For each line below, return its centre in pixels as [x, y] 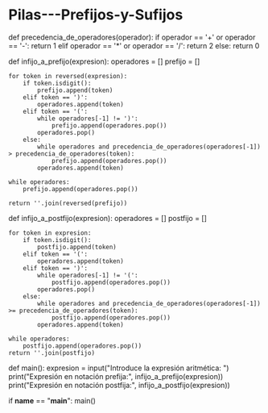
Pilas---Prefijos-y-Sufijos [96, 15]
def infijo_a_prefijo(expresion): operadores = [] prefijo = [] [104, 61]
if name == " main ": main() [52, 400]
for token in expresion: [50, 233]
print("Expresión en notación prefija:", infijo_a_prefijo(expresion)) [116, 376]
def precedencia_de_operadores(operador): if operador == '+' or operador [132, 37]
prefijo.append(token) [75, 90]
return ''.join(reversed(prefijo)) [68, 203]
